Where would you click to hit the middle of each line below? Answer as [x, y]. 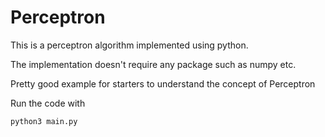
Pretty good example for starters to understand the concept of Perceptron [163, 83]
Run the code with [48, 103]
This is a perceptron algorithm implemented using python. [129, 45]
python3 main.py [44, 121]
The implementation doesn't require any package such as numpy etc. [153, 64]
